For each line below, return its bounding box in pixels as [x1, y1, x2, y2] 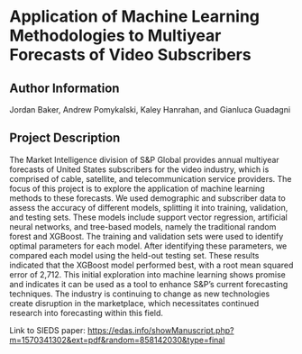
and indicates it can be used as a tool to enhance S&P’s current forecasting [9, 278, 288, 289]
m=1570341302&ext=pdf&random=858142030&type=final [9, 334, 225, 345]
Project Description [9, 131, 121, 146]
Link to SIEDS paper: [9, 324, 86, 335]
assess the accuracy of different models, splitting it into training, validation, [9, 202, 288, 213]
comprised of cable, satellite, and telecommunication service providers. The [9, 173, 292, 184]
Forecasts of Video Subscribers [9, 45, 252, 65]
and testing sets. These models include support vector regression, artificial [9, 212, 288, 222]
